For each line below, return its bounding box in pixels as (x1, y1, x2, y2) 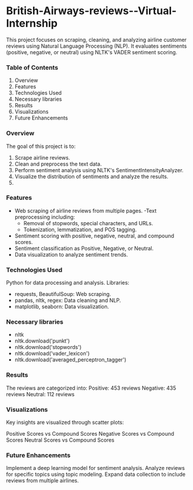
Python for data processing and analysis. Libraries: (6, 279, 129, 287)
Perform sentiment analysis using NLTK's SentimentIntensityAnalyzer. (14, 166, 184, 173)
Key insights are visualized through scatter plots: (6, 419, 124, 426)
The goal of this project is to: (6, 143, 76, 150)
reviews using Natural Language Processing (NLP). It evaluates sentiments (6, 42, 187, 50)
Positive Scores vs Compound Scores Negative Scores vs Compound (6, 430, 175, 438)
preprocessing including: (14, 213, 75, 221)
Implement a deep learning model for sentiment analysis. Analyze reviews (6, 465, 185, 472)
